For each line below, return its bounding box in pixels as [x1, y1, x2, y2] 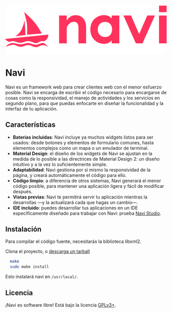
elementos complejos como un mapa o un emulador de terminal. [12, 145, 149, 151]
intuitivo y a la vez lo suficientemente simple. [12, 161, 107, 167]
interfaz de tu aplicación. [5, 105, 58, 111]
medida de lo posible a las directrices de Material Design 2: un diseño [12, 155, 160, 162]
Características [5, 121, 56, 129]
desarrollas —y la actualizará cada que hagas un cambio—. [12, 199, 138, 205]
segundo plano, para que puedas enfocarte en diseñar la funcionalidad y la [5, 100, 164, 106]
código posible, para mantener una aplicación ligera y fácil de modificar [12, 183, 164, 189]
